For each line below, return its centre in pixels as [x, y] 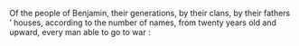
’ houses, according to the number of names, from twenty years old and [143, 23]
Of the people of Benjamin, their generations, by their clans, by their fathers [150, 13]
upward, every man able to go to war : [80, 32]
